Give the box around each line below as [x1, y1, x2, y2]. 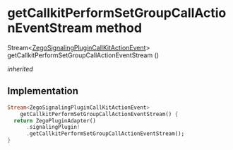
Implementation [7, 85, 79, 97]
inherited [7, 64, 33, 73]
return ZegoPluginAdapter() [13, 117, 97, 125]
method [95, 20, 143, 36]
